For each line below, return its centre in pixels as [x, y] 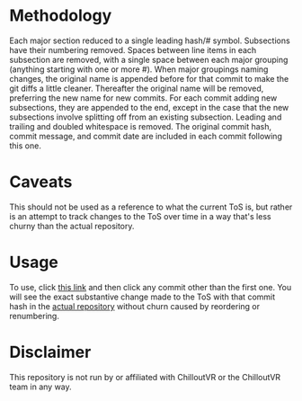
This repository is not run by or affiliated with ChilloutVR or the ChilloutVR [145, 377]
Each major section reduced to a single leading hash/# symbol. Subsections [150, 40]
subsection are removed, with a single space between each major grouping [149, 59]
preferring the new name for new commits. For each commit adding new [143, 98]
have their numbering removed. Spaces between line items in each [133, 49]
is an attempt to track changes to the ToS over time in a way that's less [140, 216]
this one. [26, 146]
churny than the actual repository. [72, 226]
